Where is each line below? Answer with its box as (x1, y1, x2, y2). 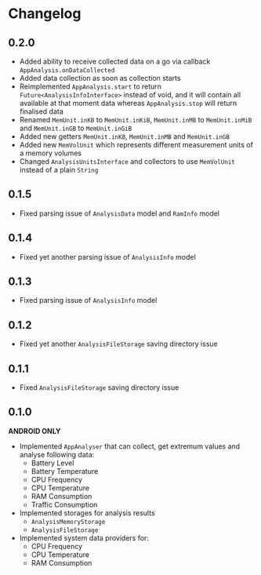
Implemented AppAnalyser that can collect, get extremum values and (19, 441, 241, 451)
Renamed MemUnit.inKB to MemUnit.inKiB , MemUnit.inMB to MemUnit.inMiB (19, 115, 252, 124)
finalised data (19, 107, 64, 116)
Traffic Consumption (31, 500, 98, 509)
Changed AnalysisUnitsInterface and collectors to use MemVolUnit (19, 157, 235, 166)
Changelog (8, 5, 82, 23)
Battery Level (31, 458, 74, 468)
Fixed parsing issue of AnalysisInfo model (19, 296, 158, 305)
